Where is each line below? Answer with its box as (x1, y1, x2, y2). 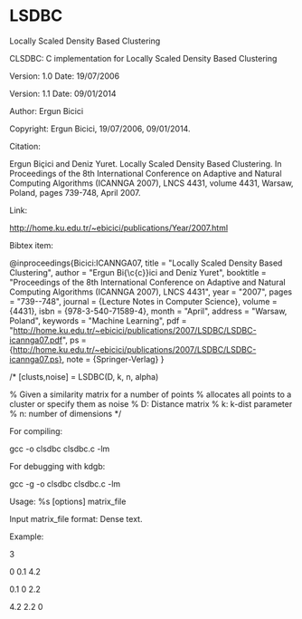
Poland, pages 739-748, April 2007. (9, 187, 142, 198)
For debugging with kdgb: (9, 460, 106, 471)
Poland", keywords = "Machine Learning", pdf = (9, 314, 187, 326)
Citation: (9, 140, 41, 151)
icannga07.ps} (9, 353, 63, 364)
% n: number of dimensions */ (9, 408, 122, 419)
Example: (9, 531, 44, 542)
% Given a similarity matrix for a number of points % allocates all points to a (9, 389, 292, 400)
